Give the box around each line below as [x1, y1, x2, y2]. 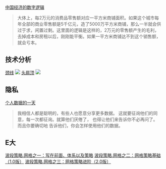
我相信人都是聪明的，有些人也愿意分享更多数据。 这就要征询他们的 [17, 110, 154, 116]
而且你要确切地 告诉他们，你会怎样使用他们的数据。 [17, 122, 123, 128]
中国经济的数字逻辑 [5, 4, 45, 10]
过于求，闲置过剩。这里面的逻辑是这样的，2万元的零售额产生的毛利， [17, 27, 160, 33]
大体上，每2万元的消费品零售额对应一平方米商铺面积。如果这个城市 [17, 15, 155, 21]
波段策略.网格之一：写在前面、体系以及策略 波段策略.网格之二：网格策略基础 [5, 153, 161, 159]
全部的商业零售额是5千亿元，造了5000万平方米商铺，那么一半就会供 [21, 21, 161, 27]
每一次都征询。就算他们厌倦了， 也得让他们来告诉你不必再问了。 [26, 116, 158, 122]
